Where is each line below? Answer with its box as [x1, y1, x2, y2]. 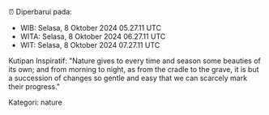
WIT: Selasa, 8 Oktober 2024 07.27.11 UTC [19, 40, 160, 49]
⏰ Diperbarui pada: [8, 7, 73, 16]
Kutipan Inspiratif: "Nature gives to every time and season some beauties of [8, 56, 262, 66]
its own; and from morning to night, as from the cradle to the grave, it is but [8, 65, 259, 74]
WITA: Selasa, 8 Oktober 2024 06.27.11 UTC [19, 32, 166, 41]
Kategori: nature [8, 97, 62, 107]
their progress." [8, 82, 61, 92]
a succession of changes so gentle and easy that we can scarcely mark [8, 73, 248, 83]
